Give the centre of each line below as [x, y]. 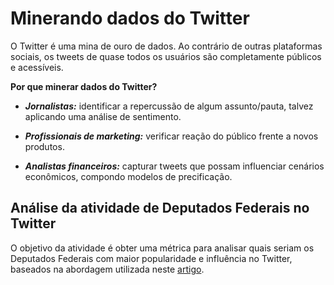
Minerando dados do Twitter [130, 18]
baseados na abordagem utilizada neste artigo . [107, 269]
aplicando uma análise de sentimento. [103, 116]
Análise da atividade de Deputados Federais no [160, 208]
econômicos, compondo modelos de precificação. [128, 176]
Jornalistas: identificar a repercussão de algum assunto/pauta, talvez [169, 106]
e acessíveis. [37, 67]
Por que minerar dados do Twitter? [84, 86]
